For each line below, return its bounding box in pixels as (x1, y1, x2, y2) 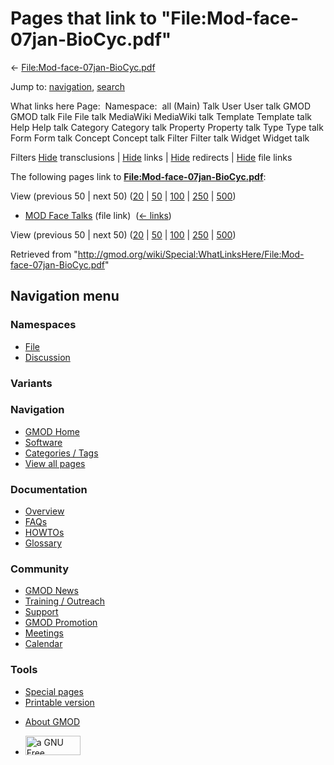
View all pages (24, 457, 86, 469)
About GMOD (24, 715, 81, 727)
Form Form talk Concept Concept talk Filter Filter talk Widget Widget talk (10, 132, 310, 144)
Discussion (24, 351, 71, 363)
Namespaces (10, 318, 77, 332)
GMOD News (24, 585, 79, 597)
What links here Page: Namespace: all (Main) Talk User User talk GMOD (10, 100, 311, 112)
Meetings (24, 627, 64, 639)
